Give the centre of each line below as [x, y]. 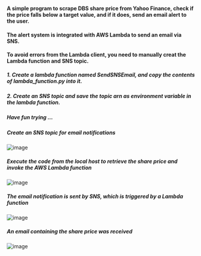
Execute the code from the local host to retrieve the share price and [92, 161]
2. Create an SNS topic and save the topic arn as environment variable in [99, 96]
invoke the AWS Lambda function [49, 167]
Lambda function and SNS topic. [48, 61]
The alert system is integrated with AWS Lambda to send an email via [94, 35]
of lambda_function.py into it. [44, 81]
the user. [18, 21]
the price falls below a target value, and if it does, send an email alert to [97, 14]
